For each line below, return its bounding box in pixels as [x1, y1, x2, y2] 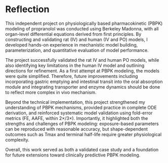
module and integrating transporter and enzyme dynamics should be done [5, 84, 160, 90]
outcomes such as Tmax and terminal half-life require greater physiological [5, 131, 162, 137]
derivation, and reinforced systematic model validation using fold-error [5, 110, 153, 116]
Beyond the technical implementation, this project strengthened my [5, 99, 145, 105]
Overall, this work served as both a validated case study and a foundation [5, 146, 159, 152]
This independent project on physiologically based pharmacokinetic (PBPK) [5, 20, 163, 26]
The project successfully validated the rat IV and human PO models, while [5, 57, 159, 63]
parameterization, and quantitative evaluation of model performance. [5, 47, 149, 53]
